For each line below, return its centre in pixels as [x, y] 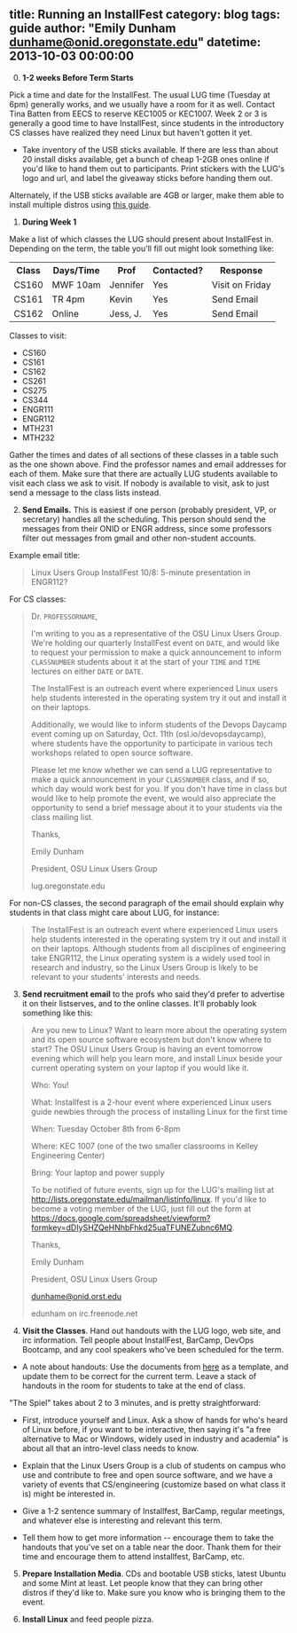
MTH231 [37, 428]
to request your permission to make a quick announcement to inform [156, 652]
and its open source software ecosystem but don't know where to [151, 1039]
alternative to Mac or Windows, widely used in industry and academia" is [155, 1439]
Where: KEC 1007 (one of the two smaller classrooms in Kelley [145, 1146]
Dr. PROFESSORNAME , [64, 616]
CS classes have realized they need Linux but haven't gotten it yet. [131, 132]
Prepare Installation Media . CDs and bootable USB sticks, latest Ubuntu [154, 1574]
